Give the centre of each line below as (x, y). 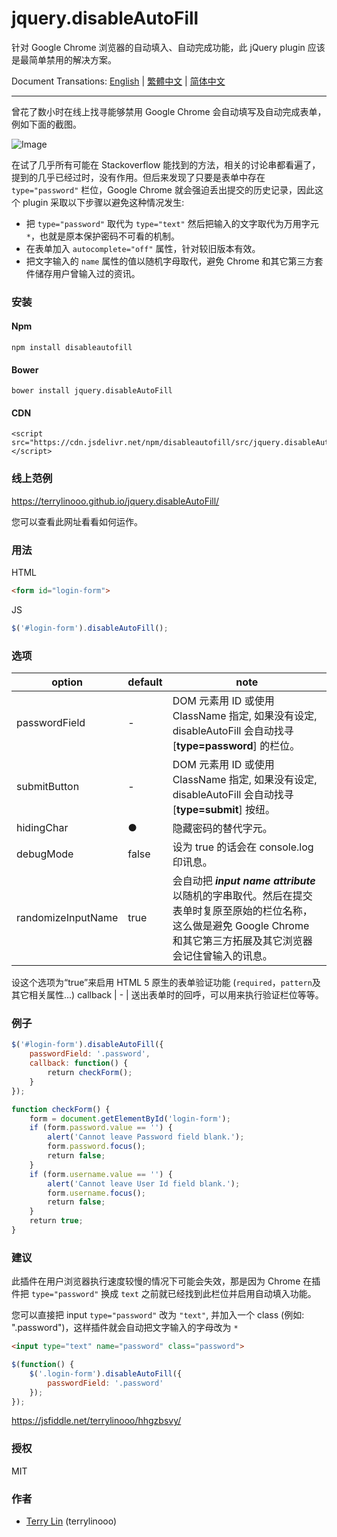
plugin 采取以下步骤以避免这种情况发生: (103, 202)
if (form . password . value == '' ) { (101, 1128)
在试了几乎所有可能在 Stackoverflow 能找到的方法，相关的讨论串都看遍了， (166, 164)
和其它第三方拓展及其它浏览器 (242, 941)
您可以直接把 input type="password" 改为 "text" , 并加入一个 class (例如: (158, 1315)
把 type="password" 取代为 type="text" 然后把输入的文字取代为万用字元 (172, 223)
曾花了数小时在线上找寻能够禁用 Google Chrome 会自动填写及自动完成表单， (169, 111)
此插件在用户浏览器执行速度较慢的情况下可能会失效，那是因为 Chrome (156, 1281)
